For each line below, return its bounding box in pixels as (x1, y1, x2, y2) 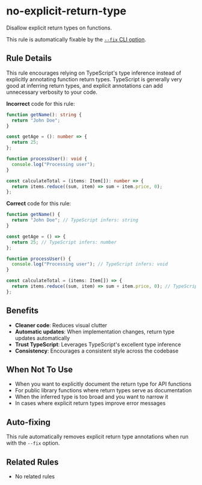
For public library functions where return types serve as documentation (14, 387, 192, 394)
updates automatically (14, 334, 70, 341)
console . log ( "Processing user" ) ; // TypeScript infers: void (11, 261, 168, 267)
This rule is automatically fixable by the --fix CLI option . (6, 36, 146, 43)
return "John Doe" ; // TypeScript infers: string (11, 217, 138, 223)
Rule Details (6, 53, 52, 64)
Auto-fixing (6, 417, 51, 427)
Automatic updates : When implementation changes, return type (14, 328, 175, 335)
